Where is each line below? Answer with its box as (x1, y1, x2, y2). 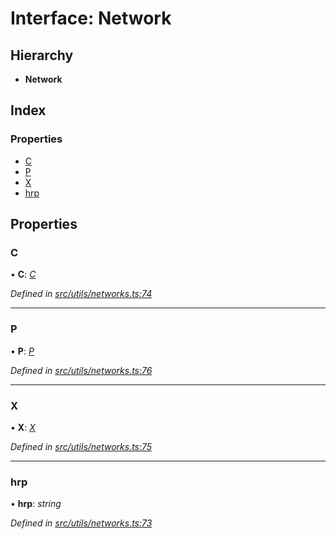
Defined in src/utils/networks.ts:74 (10, 288, 153, 300)
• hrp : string (10, 498, 62, 510)
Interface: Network (10, 7, 172, 30)
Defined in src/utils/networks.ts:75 (10, 440, 153, 452)
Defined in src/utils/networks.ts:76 (10, 364, 153, 376)
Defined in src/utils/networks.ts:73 (10, 517, 153, 529)
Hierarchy (10, 47, 74, 64)
